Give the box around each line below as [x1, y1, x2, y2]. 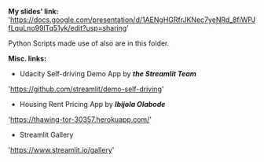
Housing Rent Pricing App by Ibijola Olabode [19, 100, 166, 109]
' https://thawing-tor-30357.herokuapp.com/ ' [8, 115, 152, 124]
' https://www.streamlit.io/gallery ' [8, 145, 115, 154]
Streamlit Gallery [19, 130, 74, 139]
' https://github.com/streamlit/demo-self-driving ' [8, 84, 164, 94]
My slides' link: [8, 7, 59, 16]
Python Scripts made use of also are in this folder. [8, 39, 170, 48]
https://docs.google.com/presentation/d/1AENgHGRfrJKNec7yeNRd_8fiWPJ [10, 15, 256, 24]
